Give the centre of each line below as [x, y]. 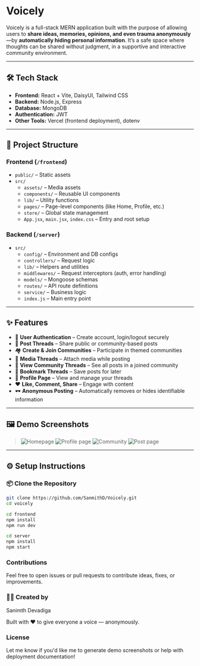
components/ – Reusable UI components [72, 194]
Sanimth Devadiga [29, 610]
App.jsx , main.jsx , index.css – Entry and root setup [87, 219]
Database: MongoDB [41, 108]
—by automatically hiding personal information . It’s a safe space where [95, 40]
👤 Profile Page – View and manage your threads [74, 377]
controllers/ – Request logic [59, 260]
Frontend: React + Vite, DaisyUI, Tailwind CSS [71, 95]
